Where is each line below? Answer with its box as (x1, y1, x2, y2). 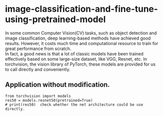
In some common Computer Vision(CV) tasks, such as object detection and (5, 30, 157, 36)
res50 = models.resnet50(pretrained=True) (5, 98, 93, 103)
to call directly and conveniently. (5, 66, 70, 72)
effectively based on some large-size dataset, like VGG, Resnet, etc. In (5, 56, 147, 62)
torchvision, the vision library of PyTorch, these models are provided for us (5, 61, 156, 67)
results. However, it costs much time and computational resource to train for (5, 40, 158, 46)
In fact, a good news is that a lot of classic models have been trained (5, 50, 143, 57)
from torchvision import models (5, 93, 71, 98)
